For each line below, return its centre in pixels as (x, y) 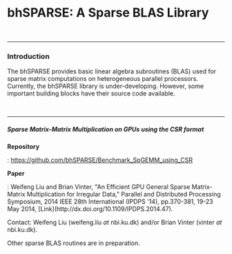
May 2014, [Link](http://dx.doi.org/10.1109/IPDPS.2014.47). (90, 209)
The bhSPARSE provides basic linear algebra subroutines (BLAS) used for (112, 71)
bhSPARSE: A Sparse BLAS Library (108, 13)
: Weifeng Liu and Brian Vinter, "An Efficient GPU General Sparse (99, 187)
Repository (23, 147)
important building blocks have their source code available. (91, 93)
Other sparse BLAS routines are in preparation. (74, 243)
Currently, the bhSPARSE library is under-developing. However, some (106, 86)
